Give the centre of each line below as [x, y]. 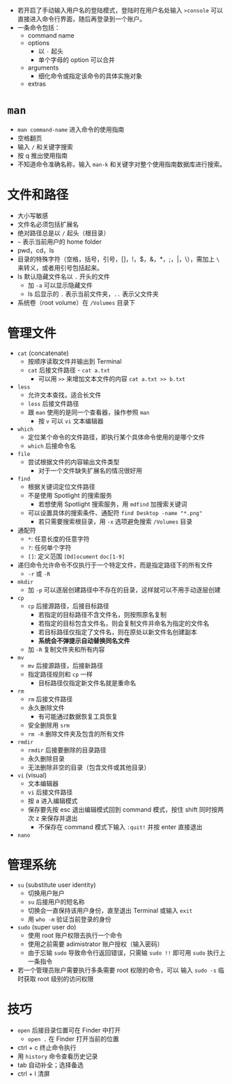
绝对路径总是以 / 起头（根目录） [63, 233]
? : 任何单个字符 [49, 547]
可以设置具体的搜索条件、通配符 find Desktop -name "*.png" [115, 512]
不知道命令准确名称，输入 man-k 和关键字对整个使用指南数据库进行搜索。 [122, 164]
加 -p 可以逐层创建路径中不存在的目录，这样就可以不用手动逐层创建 [124, 590]
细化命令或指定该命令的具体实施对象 [90, 76]
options [39, 43]
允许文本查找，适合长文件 [64, 395]
